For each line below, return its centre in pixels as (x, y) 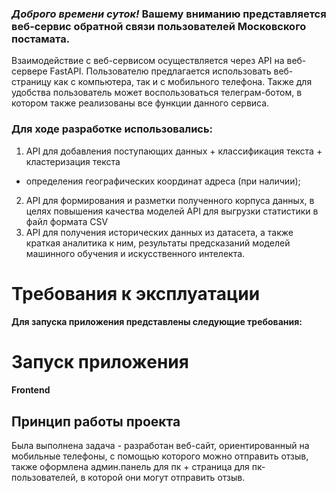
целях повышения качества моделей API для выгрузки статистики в (172, 211)
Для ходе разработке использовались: (112, 129)
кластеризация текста (73, 161)
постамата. (41, 39)
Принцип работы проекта (96, 421)
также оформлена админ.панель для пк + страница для (130, 467)
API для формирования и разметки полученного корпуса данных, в (170, 200)
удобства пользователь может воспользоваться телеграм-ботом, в (157, 93)
